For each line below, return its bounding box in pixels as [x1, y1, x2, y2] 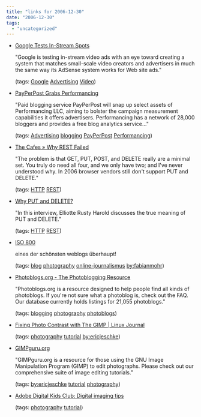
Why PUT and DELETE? [14, 197, 73, 205]
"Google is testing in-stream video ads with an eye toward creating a [14, 53, 185, 61]
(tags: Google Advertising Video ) [14, 78, 96, 85]
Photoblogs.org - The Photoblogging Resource [14, 274, 131, 281]
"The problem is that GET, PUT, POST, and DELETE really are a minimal [14, 155, 191, 163]
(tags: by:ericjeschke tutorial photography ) [14, 380, 121, 388]
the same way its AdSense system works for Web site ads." [14, 67, 162, 74]
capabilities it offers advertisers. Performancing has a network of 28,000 [14, 114, 195, 121]
